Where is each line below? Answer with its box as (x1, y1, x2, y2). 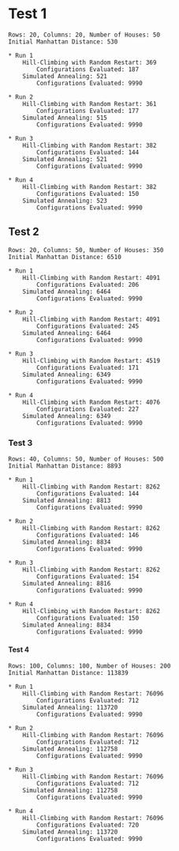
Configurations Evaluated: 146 (36, 531, 140, 540)
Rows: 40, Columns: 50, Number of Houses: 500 (8, 455, 164, 463)
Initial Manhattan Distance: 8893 (8, 462, 122, 470)
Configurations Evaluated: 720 (36, 821, 140, 830)
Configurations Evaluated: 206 (36, 281, 140, 288)
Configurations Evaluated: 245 (36, 322, 140, 330)
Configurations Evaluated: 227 (36, 405, 140, 413)
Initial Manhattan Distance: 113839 (8, 669, 129, 677)
